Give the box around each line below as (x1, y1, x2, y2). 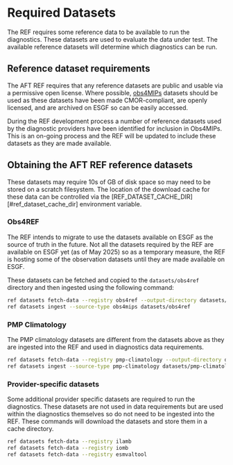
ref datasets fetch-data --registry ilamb (7, 438, 132, 445)
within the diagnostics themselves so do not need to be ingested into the (7, 409, 215, 418)
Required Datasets (7, 5, 116, 21)
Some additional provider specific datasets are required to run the (7, 395, 196, 403)
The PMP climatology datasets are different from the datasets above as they (7, 335, 225, 343)
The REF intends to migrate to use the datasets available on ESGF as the (7, 233, 214, 241)
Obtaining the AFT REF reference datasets (7, 159, 193, 171)
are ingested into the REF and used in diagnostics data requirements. (7, 343, 205, 351)
